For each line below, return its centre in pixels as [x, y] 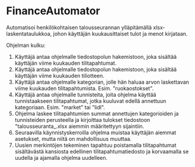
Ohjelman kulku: [26, 45]
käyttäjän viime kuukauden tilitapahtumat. [65, 63]
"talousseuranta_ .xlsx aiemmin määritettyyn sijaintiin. [79, 126]
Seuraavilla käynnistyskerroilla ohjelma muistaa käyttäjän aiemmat [95, 133]
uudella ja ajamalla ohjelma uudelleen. [61, 157]
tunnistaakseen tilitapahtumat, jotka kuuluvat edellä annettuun [90, 101]
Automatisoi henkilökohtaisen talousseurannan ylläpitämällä [79, 27]
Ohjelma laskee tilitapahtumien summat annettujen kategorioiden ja [97, 114]
